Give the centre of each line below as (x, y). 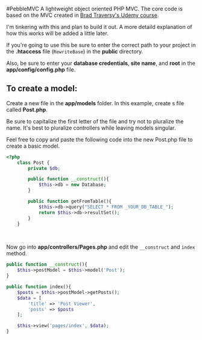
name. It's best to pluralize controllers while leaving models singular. (91, 128)
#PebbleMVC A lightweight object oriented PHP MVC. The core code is (94, 9)
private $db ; (44, 168)
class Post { (33, 163)
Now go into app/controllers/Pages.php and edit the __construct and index (101, 247)
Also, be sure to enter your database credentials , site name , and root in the (101, 63)
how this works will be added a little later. (57, 33)
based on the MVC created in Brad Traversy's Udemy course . (83, 15)
